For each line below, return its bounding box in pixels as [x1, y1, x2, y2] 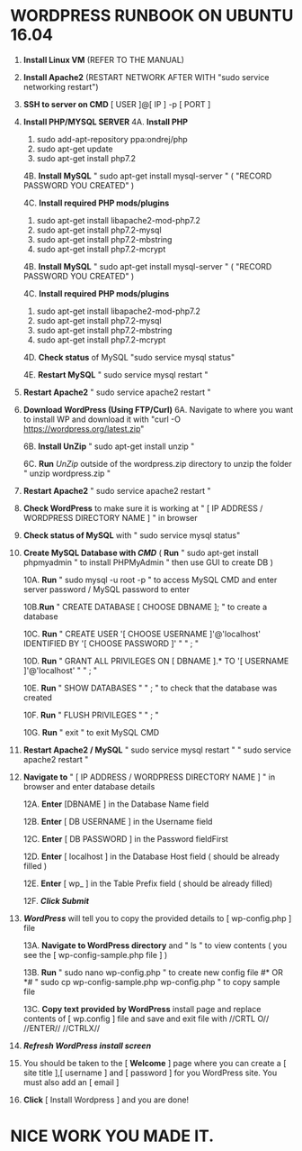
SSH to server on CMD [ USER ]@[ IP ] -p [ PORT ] [22, 98, 211, 109]
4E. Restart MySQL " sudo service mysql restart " [22, 369, 209, 379]
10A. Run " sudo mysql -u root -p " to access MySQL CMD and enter [22, 574, 278, 585]
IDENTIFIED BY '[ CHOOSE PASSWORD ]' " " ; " [22, 637, 200, 649]
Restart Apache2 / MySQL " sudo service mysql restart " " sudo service [22, 744, 291, 755]
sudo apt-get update [36, 143, 113, 154]
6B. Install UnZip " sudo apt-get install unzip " [22, 441, 195, 452]
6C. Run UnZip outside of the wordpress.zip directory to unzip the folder [22, 458, 292, 469]
